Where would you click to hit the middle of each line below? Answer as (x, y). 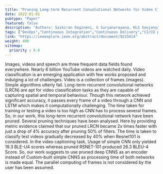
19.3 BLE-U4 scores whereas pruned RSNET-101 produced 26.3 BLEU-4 (77, 147)
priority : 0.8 (25, 50)
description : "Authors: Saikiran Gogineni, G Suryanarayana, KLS (72, 28)
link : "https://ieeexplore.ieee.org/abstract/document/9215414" (71, 37)
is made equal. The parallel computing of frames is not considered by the (78, 162)
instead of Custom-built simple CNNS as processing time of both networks (80, 157)
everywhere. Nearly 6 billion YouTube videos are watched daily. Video (75, 69)
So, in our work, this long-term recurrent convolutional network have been (79, 116)
